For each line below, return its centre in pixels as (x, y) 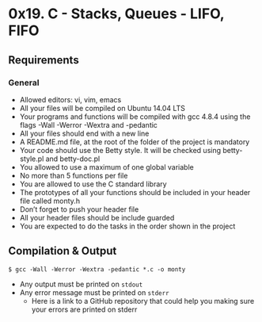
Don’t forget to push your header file (79, 209)
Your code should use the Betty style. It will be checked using (120, 150)
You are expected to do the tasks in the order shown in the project (127, 226)
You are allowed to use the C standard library (93, 184)
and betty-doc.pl (73, 159)
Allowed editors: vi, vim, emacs (70, 99)
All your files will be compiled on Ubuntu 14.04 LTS (103, 108)
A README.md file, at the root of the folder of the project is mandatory (135, 142)
